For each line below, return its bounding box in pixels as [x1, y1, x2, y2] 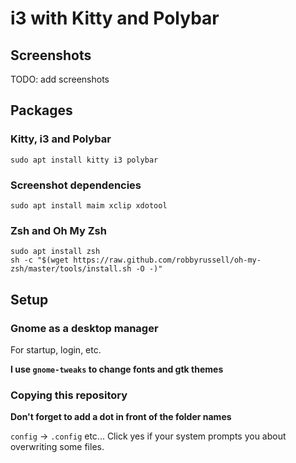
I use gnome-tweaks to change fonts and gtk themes [10, 363, 224, 375]
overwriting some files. [10, 441, 105, 453]
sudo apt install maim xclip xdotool [10, 200, 168, 211]
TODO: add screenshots [10, 73, 110, 85]
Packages [10, 102, 73, 119]
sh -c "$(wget [10, 255, 70, 266]
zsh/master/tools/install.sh [10, 264, 132, 274]
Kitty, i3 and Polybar [10, 132, 112, 146]
